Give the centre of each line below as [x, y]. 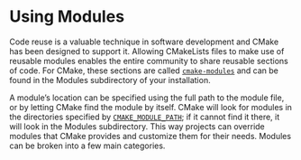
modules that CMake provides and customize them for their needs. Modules [150, 136]
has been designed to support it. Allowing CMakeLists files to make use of [147, 51]
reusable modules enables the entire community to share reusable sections [149, 61]
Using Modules [67, 17]
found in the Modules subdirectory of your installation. [110, 80]
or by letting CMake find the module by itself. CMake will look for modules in [151, 107]
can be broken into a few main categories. [87, 146]
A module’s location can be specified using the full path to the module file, [147, 98]
